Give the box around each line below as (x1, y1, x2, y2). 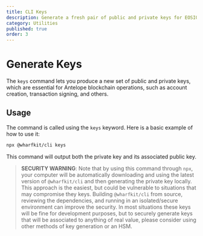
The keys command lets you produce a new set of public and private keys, (6, 77, 191, 85)
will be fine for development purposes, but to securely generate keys (21, 209, 193, 217)
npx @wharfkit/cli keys (6, 142, 66, 148)
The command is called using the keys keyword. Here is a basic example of (6, 123, 193, 131)
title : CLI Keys (6, 8, 47, 15)
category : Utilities (6, 20, 59, 26)
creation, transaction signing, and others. (6, 90, 109, 97)
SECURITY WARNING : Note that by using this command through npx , (21, 165, 193, 172)
